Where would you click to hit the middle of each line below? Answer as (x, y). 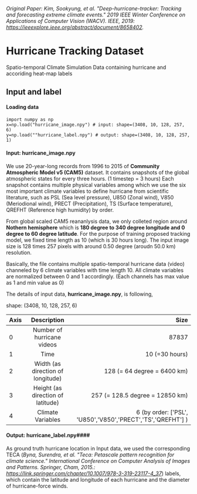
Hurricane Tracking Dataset (75, 51)
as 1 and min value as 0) (35, 282)
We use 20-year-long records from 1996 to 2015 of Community (83, 166)
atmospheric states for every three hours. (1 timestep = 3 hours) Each (90, 178)
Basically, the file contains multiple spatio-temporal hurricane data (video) (95, 263)
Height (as (47, 388)
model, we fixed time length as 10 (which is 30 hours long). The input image (98, 240)
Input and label (34, 92)
